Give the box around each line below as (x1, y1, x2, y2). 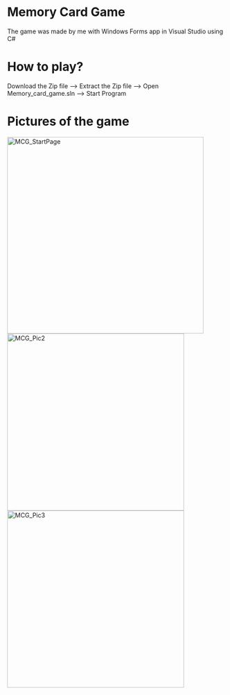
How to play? (7, 59, 84, 75)
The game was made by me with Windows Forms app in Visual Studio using (7, 27, 224, 35)
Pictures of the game (7, 114, 130, 129)
